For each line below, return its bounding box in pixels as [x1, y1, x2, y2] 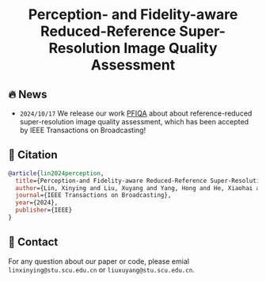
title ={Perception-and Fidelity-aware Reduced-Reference [15, 177, 207, 185]
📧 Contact [8, 235, 59, 249]
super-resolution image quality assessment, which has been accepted [19, 117, 249, 126]
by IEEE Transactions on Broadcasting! [19, 125, 146, 135]
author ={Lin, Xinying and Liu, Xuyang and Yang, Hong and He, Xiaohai [15, 184, 253, 192]
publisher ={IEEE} [15, 206, 73, 215]
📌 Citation [8, 148, 58, 162]
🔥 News [8, 87, 47, 101]
